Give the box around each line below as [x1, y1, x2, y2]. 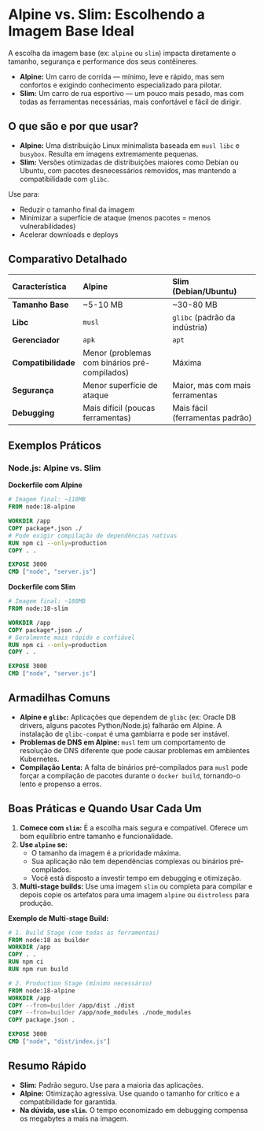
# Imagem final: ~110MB [8, 496, 86, 504]
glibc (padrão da [172, 312, 236, 323]
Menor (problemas [82, 347, 152, 358]
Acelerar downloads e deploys [19, 230, 119, 239]
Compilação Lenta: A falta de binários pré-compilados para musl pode [19, 762, 248, 772]
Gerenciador [12, 334, 60, 346]
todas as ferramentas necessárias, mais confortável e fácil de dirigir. [19, 97, 241, 106]
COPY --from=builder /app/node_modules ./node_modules [8, 1009, 192, 1017]
